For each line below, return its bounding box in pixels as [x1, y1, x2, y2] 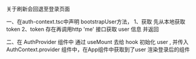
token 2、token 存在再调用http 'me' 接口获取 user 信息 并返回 [6, 26, 159, 33]
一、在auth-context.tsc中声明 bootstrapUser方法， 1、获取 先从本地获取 [6, 18, 186, 25]
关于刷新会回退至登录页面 [6, 5, 70, 12]
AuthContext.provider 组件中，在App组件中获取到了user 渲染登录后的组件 [6, 46, 191, 53]
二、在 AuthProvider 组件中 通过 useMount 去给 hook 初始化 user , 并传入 [6, 39, 189, 45]
